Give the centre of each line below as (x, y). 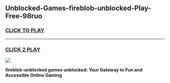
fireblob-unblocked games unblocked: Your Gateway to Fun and (74, 69)
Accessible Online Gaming (34, 75)
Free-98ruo (24, 16)
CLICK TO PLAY (25, 31)
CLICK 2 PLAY (23, 49)
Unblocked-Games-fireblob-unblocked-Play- (78, 8)
